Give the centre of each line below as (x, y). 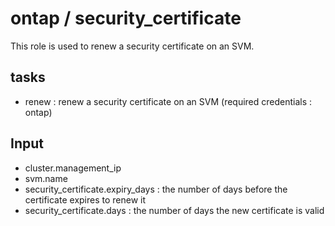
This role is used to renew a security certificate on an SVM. (132, 46)
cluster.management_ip (73, 168)
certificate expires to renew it (85, 199)
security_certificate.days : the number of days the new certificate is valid (174, 210)
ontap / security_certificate (126, 18)
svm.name (46, 178)
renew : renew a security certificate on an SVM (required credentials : (168, 101)
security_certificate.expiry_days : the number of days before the (156, 189)
